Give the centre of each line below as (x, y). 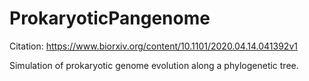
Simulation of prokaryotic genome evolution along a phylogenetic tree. (154, 65)
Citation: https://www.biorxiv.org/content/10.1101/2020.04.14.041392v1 (153, 46)
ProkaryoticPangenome (110, 18)
